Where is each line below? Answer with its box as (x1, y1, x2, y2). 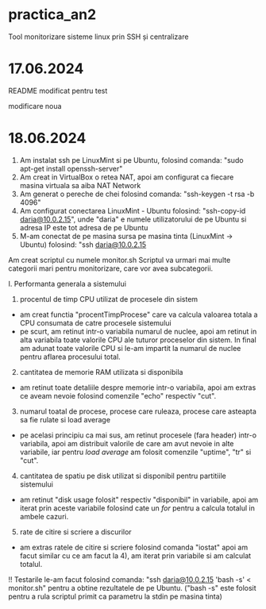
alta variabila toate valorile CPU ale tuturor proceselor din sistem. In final (19, 335, 256, 345)
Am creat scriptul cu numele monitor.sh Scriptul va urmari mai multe (8, 255, 231, 264)
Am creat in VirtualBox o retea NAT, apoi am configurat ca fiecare (19, 172, 234, 182)
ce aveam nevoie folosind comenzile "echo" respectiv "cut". (19, 391, 217, 400)
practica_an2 (8, 6, 97, 24)
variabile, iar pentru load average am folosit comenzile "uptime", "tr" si (19, 447, 252, 457)
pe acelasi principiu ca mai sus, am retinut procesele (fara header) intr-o (19, 430, 256, 440)
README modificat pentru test (8, 86, 108, 95)
